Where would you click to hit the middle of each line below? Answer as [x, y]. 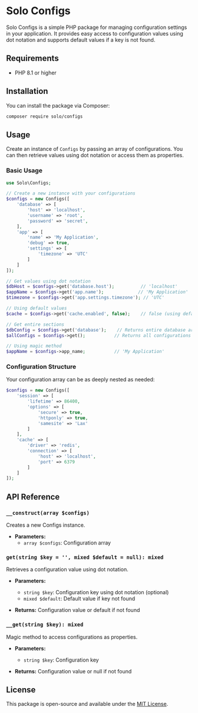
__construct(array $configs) [48, 513]
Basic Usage [24, 171]
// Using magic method [34, 346]
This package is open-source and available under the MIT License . [87, 704]
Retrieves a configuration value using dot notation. [67, 569]
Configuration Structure [41, 367]
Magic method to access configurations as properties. [72, 637]
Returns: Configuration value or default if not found [77, 610]
